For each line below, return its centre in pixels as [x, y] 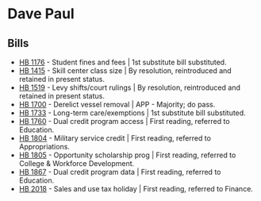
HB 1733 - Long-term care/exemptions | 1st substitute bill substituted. [132, 113]
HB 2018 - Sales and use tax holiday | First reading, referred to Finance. [136, 189]
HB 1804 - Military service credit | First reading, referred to [115, 138]
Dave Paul [41, 14]
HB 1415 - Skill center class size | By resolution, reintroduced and [125, 71]
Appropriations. [44, 147]
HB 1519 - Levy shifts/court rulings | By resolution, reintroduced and [130, 87]
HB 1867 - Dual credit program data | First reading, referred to [120, 172]
